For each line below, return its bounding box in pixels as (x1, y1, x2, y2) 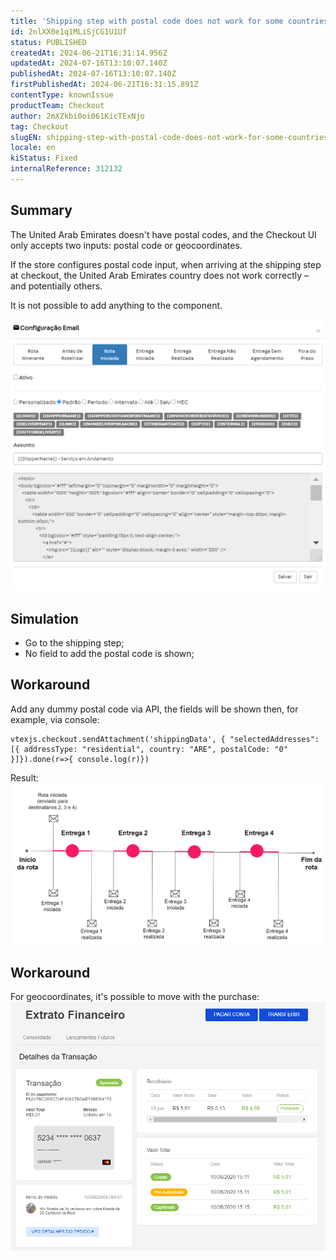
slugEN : (10, 132, 43, 142)
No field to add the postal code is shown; (24, 648, 195, 660)
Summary (10, 202, 73, 219)
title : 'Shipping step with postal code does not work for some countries (10, 16, 329, 26)
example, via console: (10, 713, 100, 725)
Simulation (10, 610, 79, 627)
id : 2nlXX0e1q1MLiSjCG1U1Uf (10, 26, 128, 37)
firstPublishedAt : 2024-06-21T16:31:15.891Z (10, 80, 199, 90)
